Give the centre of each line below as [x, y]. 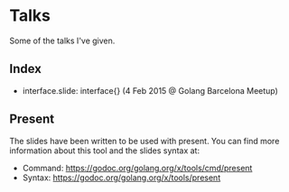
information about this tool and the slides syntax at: [105, 151]
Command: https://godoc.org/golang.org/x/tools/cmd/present [137, 168]
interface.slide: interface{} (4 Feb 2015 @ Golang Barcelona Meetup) [150, 90]
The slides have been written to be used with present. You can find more [144, 141]
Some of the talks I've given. [62, 41]
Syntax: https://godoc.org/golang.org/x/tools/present [121, 178]
